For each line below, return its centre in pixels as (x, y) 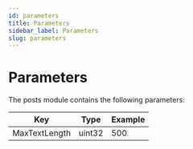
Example (128, 119)
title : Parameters (39, 23)
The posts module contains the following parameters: (96, 100)
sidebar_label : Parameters (53, 30)
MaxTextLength (41, 133)
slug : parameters (37, 38)
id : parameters (34, 16)
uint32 (91, 133)
